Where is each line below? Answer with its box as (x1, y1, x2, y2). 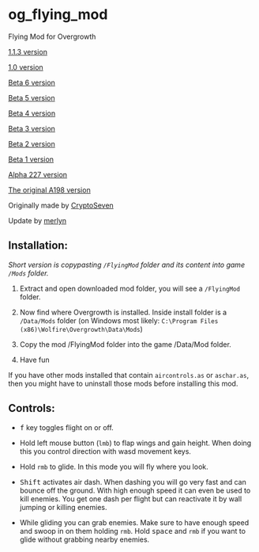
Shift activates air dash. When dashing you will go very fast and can (19, 477, 246, 486)
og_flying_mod (8, 6, 108, 24)
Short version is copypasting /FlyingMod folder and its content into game (8, 260, 246, 269)
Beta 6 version (8, 78, 55, 87)
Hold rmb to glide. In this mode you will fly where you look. (19, 462, 208, 471)
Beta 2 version (8, 139, 55, 148)
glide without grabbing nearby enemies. (19, 535, 150, 544)
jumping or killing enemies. (19, 502, 107, 512)
